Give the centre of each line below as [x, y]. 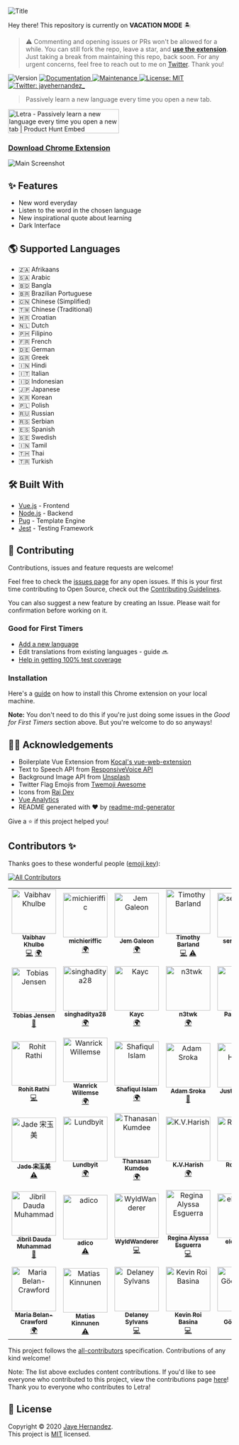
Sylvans [137, 1322]
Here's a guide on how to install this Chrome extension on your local [108, 693]
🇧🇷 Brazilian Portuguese [55, 293]
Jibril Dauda [34, 1239]
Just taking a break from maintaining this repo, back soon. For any [122, 56]
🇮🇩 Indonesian [41, 381]
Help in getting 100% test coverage [70, 659]
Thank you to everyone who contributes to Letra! [79, 1387]
